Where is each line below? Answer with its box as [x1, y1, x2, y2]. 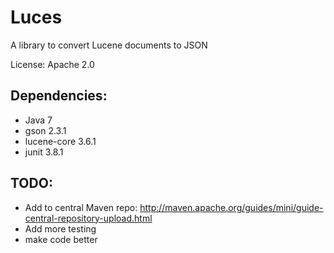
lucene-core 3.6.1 [24, 135, 97, 147]
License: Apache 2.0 [10, 58, 95, 70]
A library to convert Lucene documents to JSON [10, 39, 208, 51]
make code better [24, 233, 98, 245]
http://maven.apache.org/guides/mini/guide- [139, 201, 324, 213]
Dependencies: [10, 87, 108, 105]
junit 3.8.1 [24, 146, 64, 158]
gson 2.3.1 [24, 124, 67, 136]
